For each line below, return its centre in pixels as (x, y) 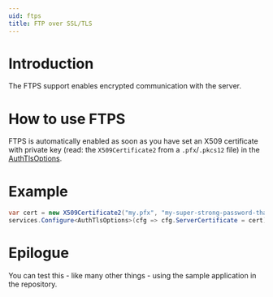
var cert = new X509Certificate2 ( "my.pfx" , (83, 213)
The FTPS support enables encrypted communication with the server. (125, 86)
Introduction (51, 64)
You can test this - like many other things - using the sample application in (132, 275)
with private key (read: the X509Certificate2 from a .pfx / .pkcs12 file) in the (134, 150)
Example (38, 191)
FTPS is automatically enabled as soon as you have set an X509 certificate (133, 141)
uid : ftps (25, 16)
